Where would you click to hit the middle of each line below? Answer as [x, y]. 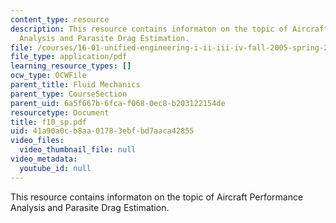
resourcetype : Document [60, 112]
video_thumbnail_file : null [78, 150]
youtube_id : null [55, 168]
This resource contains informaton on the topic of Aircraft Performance [157, 197]
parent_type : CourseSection [69, 94]
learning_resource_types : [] [71, 66]
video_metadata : [44, 159]
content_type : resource [60, 19]
